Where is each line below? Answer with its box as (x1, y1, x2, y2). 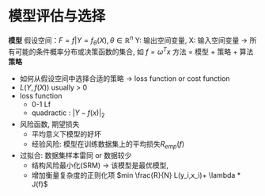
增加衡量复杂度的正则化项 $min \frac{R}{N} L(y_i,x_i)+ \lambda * (31, 170, 241, 179)
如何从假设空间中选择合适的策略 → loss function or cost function (19, 74, 231, 83)
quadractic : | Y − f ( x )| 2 (31, 108, 105, 119)
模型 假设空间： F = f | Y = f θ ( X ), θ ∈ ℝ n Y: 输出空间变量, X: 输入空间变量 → (8, 33, 248, 47)
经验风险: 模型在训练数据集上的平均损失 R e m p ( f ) (31, 139, 185, 151)
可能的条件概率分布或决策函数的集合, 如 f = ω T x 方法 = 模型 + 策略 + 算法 (14, 45, 254, 56)
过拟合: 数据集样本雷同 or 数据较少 (19, 150, 132, 159)
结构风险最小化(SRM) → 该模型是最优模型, (31, 160, 168, 170)
